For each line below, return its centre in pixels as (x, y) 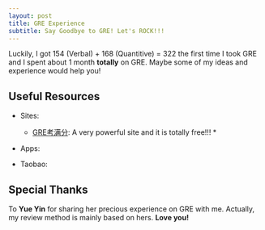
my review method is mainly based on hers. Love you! (98, 217)
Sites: (30, 116)
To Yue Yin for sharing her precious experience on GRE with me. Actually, (132, 209)
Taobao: (34, 164)
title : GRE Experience (47, 23)
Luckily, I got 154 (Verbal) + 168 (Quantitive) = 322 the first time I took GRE (133, 54)
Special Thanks (48, 189)
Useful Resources (54, 96)
